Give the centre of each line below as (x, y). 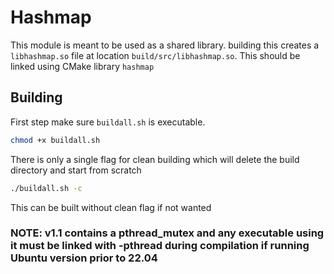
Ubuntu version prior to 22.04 (84, 258)
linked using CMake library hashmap (82, 66)
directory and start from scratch (76, 170)
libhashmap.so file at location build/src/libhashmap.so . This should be (155, 55)
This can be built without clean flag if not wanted (111, 207)
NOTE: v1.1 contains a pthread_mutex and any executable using (167, 233)
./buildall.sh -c (46, 188)
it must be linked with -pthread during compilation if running (160, 246)
